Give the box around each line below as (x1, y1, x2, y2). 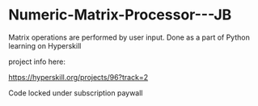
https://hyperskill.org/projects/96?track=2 (8, 72, 148, 82)
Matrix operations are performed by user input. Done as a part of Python (8, 32, 251, 42)
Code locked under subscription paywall (8, 87, 143, 98)
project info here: (8, 57, 66, 66)
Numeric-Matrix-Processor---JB (8, 6, 232, 24)
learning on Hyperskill (8, 40, 82, 50)
